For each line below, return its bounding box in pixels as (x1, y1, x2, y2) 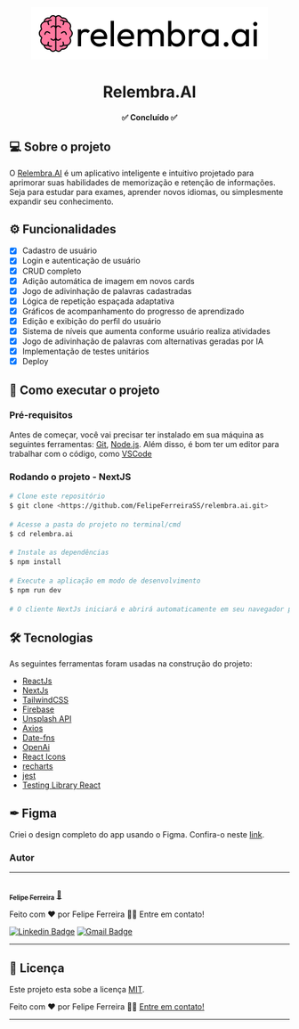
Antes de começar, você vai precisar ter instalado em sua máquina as (9, 429, 264, 440)
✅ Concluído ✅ (121, 111, 178, 122)
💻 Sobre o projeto (9, 140, 111, 155)
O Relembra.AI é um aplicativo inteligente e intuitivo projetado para (9, 167, 255, 178)
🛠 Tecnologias (9, 630, 93, 645)
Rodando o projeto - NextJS (9, 470, 132, 483)
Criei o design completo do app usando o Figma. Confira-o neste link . (9, 829, 265, 840)
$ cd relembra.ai (9, 529, 74, 538)
